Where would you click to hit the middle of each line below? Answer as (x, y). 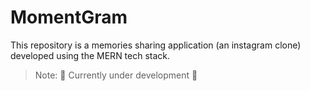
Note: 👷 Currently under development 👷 (116, 75)
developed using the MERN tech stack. (90, 55)
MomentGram (69, 17)
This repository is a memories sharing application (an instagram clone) (156, 45)
